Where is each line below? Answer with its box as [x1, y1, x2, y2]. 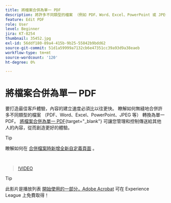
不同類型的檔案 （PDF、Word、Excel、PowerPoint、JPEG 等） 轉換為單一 [9, 112, 165, 118]
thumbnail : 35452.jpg [5, 36, 51, 41]
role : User [5, 21, 28, 27]
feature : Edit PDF [5, 17, 44, 22]
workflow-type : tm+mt [5, 50, 51, 55]
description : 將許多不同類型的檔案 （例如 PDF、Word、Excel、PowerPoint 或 [5, 12, 157, 17]
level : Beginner [5, 27, 40, 32]
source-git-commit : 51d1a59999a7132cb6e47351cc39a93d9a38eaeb [5, 45, 140, 50]
